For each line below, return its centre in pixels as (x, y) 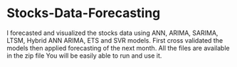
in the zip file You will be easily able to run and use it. (84, 56)
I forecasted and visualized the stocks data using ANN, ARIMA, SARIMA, (112, 33)
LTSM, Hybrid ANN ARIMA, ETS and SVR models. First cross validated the (115, 40)
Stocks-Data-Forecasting (84, 13)
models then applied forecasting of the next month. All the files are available (118, 48)
